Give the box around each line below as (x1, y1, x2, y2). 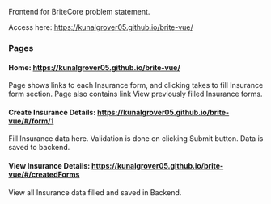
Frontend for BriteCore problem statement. (8, 7, 150, 16)
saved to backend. (8, 143, 70, 152)
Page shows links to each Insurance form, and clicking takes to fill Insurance (8, 81, 264, 90)
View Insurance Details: (8, 160, 91, 170)
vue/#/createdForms (8, 169, 80, 179)
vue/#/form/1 (8, 116, 54, 126)
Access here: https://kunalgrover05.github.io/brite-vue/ (8, 23, 194, 31)
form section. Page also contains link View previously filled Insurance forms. (8, 89, 263, 99)
